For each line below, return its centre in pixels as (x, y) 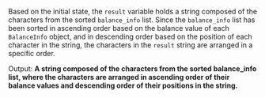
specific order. (32, 53)
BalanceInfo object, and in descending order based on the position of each (131, 36)
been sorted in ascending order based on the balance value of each (119, 28)
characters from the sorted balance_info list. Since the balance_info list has (132, 20)
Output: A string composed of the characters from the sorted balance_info (132, 69)
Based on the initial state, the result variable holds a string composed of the (133, 11)
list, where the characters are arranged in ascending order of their (119, 77)
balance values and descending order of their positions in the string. (123, 85)
